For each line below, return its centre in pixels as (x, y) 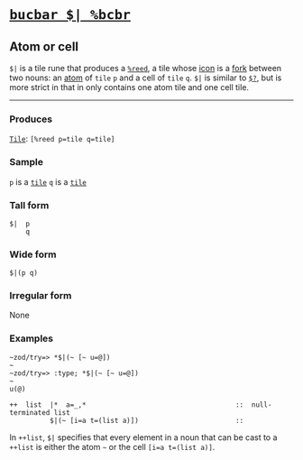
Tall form (29, 205)
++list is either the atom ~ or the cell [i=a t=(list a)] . (112, 446)
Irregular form (41, 296)
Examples (32, 338)
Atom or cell (44, 46)
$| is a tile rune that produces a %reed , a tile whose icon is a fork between (146, 68)
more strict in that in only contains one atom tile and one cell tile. (129, 87)
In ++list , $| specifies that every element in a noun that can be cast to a (143, 437)
